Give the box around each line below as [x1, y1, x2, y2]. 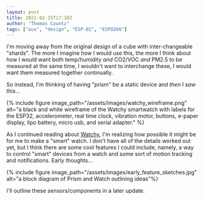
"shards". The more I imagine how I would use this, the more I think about [6, 50, 192, 57]
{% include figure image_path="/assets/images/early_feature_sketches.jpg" [6, 169, 197, 176]
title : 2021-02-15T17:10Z [6, 15, 72, 21]
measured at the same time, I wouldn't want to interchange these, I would [6, 63, 192, 70]
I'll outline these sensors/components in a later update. [6, 187, 145, 194]
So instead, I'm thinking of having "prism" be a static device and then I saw [6, 81, 196, 88]
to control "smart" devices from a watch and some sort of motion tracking [6, 150, 193, 158]
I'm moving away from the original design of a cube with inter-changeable [6, 43, 193, 50]
